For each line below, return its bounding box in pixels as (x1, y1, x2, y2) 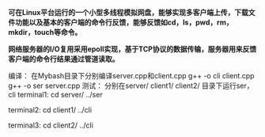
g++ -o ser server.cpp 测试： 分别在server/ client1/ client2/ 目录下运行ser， (8, 81, 255, 90)
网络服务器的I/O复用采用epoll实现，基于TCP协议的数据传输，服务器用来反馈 (8, 44, 257, 54)
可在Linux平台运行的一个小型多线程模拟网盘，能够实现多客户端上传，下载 (8, 8, 249, 17)
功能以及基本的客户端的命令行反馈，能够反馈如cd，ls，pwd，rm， (14, 17, 233, 27)
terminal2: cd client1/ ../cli (8, 105, 93, 114)
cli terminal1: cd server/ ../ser (8, 90, 103, 99)
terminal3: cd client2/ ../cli (8, 120, 93, 130)
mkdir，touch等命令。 (8, 28, 82, 36)
